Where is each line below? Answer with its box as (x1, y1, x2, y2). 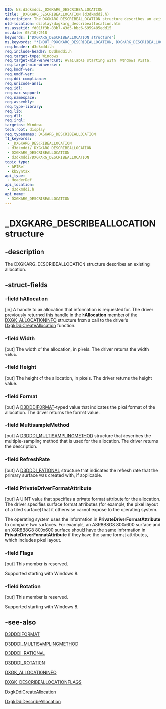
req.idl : (5, 85, 23, 91)
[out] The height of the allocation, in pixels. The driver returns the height (5, 375, 152, 381)
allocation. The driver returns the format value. (5, 410, 100, 415)
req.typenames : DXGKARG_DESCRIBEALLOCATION (5, 132, 96, 137)
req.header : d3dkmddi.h (5, 44, 54, 49)
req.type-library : (5, 104, 43, 109)
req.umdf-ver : (5, 72, 35, 77)
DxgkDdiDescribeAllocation (5, 699, 61, 705)
